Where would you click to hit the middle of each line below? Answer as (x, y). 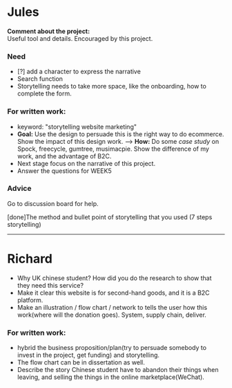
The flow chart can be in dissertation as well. (81, 362)
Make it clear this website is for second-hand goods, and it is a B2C (113, 293)
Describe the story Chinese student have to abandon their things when (118, 370)
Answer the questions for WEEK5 (64, 171)
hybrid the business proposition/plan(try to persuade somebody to (112, 348)
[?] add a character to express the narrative (79, 72)
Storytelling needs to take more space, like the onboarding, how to (112, 86)
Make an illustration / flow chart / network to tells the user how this (112, 307)
